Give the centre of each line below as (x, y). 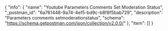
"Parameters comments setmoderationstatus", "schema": (65, 18)
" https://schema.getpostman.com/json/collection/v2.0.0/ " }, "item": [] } (79, 23)
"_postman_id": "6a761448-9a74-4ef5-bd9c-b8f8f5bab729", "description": (84, 12)
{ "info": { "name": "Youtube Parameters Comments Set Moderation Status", (84, 7)
